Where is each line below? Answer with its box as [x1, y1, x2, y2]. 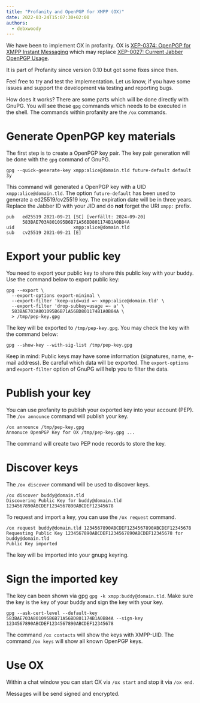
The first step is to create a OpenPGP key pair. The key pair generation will [6, 149, 190, 157]
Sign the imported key [6, 572, 119, 586]
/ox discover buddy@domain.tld [6, 492, 84, 498]
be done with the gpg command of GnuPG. [6, 156, 111, 163]
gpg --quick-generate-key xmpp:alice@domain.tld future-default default [6, 167, 192, 174]
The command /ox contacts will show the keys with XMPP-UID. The [6, 631, 174, 638]
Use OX [6, 659, 44, 672]
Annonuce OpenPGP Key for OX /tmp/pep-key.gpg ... [6, 429, 135, 435]
